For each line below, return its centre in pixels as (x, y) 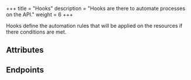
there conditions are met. (36, 32)
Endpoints (25, 70)
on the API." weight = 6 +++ (40, 14)
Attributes (25, 50)
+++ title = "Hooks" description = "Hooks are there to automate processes (96, 8)
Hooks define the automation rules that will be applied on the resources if (94, 26)
